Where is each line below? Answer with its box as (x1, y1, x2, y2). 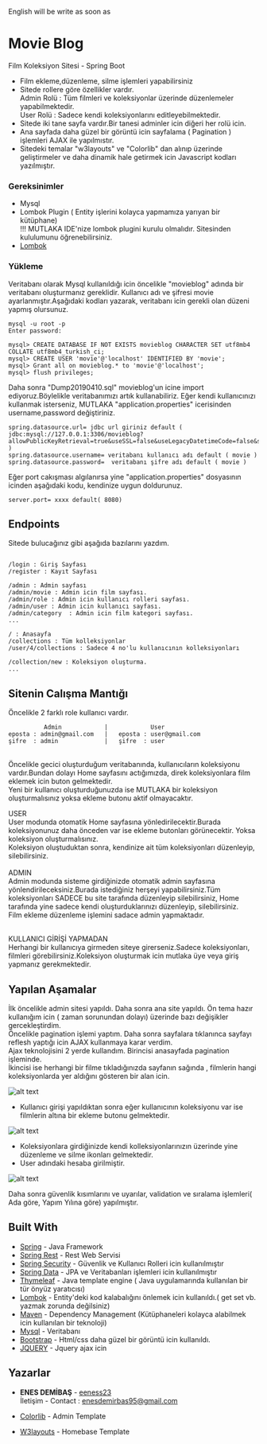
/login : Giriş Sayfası (8, 561, 87, 569)
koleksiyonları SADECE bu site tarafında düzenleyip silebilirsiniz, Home (8, 893, 240, 903)
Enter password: (8, 326, 62, 335)
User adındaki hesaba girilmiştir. (19, 1158, 126, 1168)
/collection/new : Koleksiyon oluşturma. (8, 658, 148, 667)
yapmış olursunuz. (8, 304, 69, 313)
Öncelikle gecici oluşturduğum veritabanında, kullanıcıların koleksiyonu (8, 760, 241, 769)
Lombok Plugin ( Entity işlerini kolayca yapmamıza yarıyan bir (19, 207, 221, 217)
